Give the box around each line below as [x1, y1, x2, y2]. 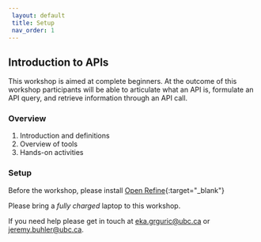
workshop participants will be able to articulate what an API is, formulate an [8, 85, 255, 95]
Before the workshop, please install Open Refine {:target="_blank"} [8, 185, 225, 195]
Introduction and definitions [19, 131, 110, 141]
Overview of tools [19, 139, 78, 149]
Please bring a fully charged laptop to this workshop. [8, 201, 181, 210]
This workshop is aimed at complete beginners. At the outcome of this [8, 77, 237, 86]
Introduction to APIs [8, 55, 109, 69]
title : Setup [11, 19, 55, 27]
